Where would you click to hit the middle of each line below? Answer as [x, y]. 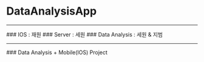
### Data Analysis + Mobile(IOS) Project [57, 52]
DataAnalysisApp [52, 11]
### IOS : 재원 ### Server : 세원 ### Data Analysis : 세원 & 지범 [84, 34]
